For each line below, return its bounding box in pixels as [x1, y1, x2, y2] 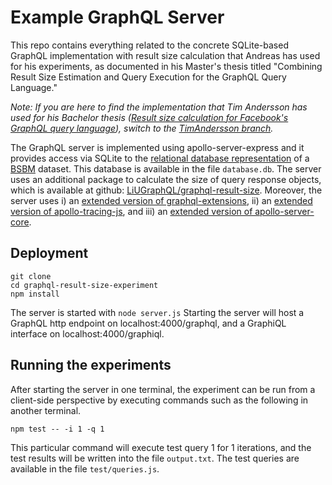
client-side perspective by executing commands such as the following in [10, 394, 309, 406]
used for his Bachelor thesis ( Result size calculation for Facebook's [10, 111, 289, 123]
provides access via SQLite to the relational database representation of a [10, 152, 310, 164]
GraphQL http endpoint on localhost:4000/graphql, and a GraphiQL [10, 317, 287, 329]
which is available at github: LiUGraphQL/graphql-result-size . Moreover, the [10, 184, 323, 196]
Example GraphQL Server [10, 6, 225, 29]
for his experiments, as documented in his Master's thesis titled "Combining [10, 60, 323, 72]
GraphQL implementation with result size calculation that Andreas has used [10, 49, 321, 61]
